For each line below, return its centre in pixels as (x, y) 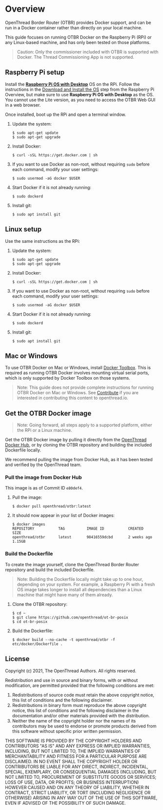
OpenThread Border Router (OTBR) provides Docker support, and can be (78, 22)
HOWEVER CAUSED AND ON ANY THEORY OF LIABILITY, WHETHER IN (77, 787)
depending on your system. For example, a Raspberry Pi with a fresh (86, 584)
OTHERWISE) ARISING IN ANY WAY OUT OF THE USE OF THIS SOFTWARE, (81, 798)
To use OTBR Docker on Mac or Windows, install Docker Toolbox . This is (78, 368)
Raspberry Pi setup (35, 73)
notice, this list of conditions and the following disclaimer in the (75, 710)
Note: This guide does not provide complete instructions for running (85, 387)
